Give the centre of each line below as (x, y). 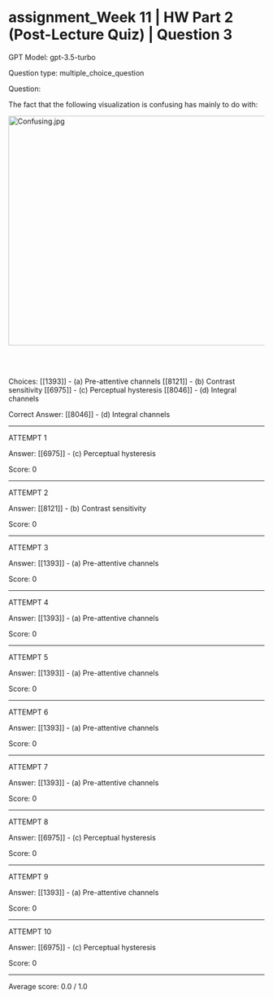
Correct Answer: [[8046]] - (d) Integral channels (89, 414)
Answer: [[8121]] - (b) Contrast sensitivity (77, 508)
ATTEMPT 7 (28, 767)
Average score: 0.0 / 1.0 (48, 986)
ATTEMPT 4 (28, 602)
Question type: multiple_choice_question (76, 72)
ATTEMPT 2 (28, 493)
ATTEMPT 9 (28, 876)
